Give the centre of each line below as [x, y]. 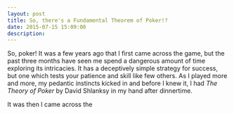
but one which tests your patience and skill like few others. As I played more [117, 76]
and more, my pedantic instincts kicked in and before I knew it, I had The [112, 83]
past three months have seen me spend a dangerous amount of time [106, 61]
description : [26, 33]
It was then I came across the [50, 104]
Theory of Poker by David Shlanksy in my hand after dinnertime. [100, 91]
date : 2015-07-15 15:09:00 [47, 27]
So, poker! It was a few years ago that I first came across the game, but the [116, 53]
